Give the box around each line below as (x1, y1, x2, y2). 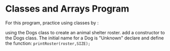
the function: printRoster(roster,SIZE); (5, 40, 91, 46)
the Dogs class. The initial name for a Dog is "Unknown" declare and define (5, 35, 164, 41)
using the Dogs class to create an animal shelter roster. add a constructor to (5, 29, 165, 35)
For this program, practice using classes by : (5, 20, 99, 26)
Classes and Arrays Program (5, 3, 129, 15)
